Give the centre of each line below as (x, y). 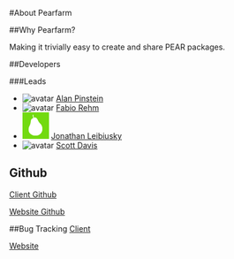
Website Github (37, 211)
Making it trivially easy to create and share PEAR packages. (117, 47)
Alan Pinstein (80, 98)
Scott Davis (77, 145)
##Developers (35, 64)
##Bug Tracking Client (50, 228)
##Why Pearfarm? (42, 30)
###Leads (28, 81)
